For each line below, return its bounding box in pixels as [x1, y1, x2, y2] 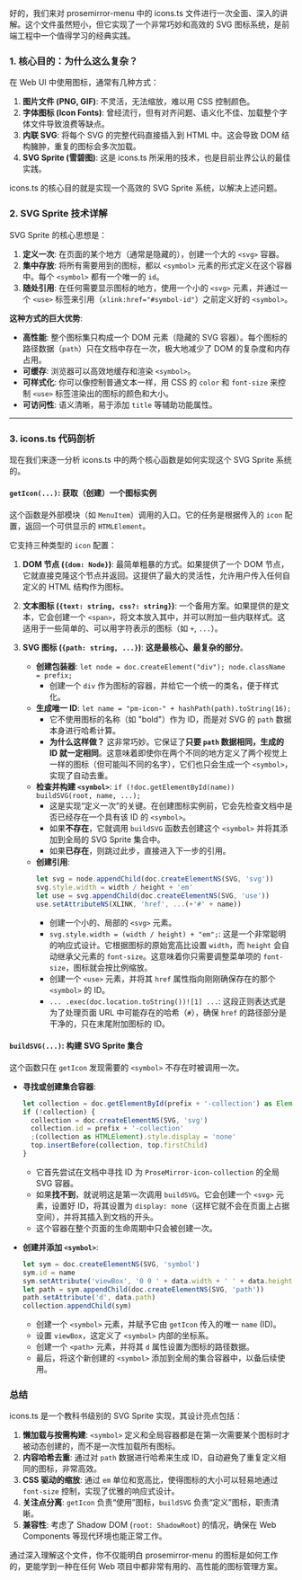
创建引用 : [35, 857, 70, 867]
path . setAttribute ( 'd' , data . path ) [22, 1293, 156, 1302]
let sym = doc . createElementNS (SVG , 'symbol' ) [22, 1259, 200, 1269]
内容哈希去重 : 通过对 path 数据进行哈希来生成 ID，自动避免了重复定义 [22, 1452, 279, 1463]
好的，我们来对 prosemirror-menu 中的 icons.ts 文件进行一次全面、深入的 [9, 8, 280, 18]
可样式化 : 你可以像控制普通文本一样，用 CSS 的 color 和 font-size [22, 377, 268, 387]
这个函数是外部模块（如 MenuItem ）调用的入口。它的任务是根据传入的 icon [9, 510, 283, 520]
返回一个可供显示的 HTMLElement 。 [24, 520, 151, 532]
